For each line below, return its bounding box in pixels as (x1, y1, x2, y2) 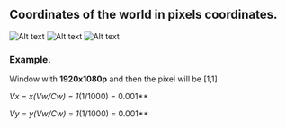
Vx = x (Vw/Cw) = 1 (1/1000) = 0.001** (9, 91, 148, 102)
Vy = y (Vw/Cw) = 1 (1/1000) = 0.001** (9, 108, 149, 119)
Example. (9, 53, 51, 65)
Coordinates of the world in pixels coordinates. (9, 7, 278, 22)
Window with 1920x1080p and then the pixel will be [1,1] (9, 73, 218, 84)
